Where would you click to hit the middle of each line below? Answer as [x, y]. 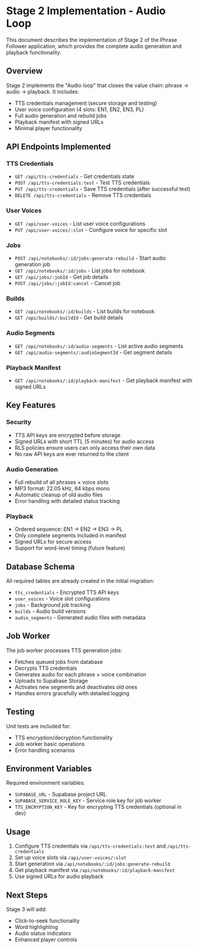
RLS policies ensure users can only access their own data [85, 447]
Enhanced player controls [46, 940]
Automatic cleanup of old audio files [59, 495]
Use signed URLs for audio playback [59, 876]
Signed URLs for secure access [53, 542]
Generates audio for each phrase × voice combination [80, 674]
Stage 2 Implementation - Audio [86, 11]
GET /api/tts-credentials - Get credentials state [74, 176]
